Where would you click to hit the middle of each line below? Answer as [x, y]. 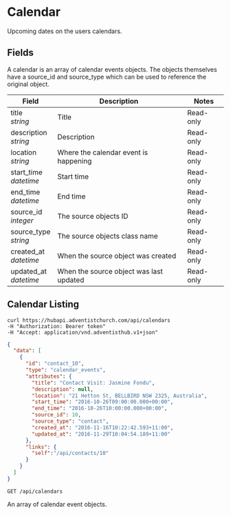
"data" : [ [27, 351]
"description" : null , [63, 389]
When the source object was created [117, 256]
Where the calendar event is [103, 152]
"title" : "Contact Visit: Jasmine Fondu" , [93, 383]
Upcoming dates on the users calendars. [65, 31]
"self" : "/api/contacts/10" [70, 453]
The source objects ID [93, 216]
